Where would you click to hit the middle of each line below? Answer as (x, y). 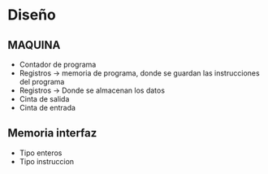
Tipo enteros (41, 153)
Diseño (32, 15)
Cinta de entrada (48, 108)
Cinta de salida (44, 99)
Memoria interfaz (52, 133)
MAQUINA (34, 45)
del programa (42, 82)
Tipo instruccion (47, 161)
